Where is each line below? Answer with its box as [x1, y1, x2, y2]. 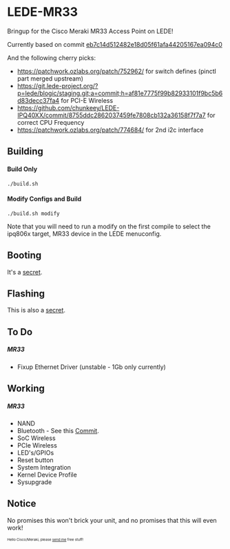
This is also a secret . [7, 306, 65, 315]
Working [7, 383, 45, 395]
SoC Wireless [17, 434, 56, 442]
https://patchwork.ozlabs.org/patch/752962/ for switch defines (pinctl [17, 67, 217, 75]
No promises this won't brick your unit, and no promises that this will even [7, 516, 217, 524]
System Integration [17, 463, 71, 472]
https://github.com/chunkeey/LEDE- [17, 103, 120, 112]
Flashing [7, 288, 45, 299]
